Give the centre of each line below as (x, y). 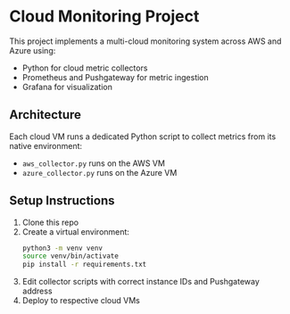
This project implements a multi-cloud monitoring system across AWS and (145, 41)
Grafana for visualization (67, 87)
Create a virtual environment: (75, 231)
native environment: (46, 145)
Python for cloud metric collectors (85, 68)
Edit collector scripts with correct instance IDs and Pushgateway (141, 282)
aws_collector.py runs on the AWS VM (93, 163)
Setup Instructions (62, 201)
